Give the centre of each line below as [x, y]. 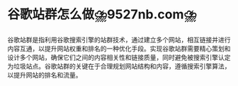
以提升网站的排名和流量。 [45, 75]
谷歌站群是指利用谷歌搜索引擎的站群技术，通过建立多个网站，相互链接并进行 [119, 39]
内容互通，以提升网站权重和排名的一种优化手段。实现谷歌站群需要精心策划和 [119, 48]
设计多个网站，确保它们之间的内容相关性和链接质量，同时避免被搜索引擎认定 [119, 57]
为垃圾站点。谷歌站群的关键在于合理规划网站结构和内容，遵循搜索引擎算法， [119, 66]
